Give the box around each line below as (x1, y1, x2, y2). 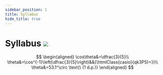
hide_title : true (5, 16, 41, 21)
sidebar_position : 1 (5, 7, 48, 12)
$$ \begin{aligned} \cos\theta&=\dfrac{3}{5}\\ (36, 54, 129, 60)
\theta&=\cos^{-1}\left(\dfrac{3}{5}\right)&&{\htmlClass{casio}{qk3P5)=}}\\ (7, 59, 158, 65)
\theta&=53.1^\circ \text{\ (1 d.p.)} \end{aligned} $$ (31, 65, 134, 71)
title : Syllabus (5, 12, 38, 17)
